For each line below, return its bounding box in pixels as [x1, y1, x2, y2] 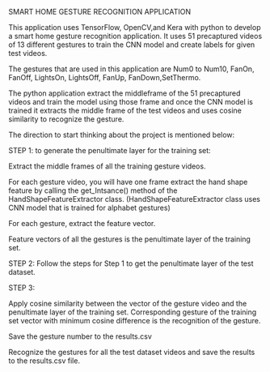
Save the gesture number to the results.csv [8, 331, 152, 341]
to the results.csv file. [8, 356, 81, 366]
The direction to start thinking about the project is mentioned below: [8, 130, 235, 139]
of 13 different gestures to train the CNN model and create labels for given [8, 40, 255, 49]
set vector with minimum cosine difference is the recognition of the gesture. [8, 316, 261, 325]
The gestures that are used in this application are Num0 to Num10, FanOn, [8, 64, 255, 74]
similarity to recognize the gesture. [8, 114, 124, 124]
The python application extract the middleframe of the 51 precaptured [8, 88, 241, 98]
